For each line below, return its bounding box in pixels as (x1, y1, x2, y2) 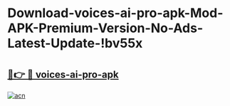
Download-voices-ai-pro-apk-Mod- (7, 5, 224, 21)
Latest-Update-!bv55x (7, 36, 143, 51)
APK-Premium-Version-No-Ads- (7, 20, 204, 36)
